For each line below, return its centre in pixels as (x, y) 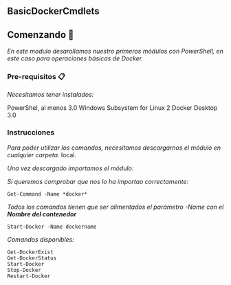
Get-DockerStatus (32, 258)
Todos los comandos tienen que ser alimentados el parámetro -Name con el (115, 207)
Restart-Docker (29, 276)
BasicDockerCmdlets (53, 11)
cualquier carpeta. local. (42, 155)
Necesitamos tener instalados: (51, 94)
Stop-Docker (24, 270)
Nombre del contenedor (42, 214)
